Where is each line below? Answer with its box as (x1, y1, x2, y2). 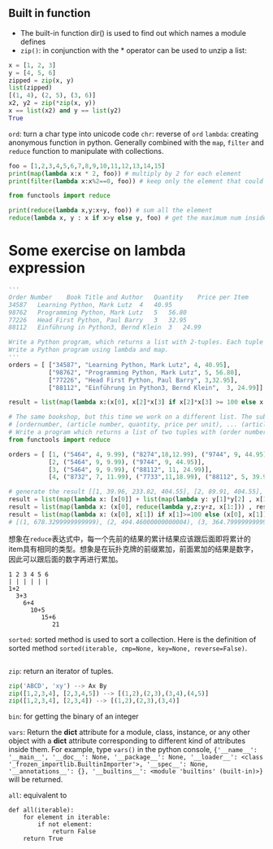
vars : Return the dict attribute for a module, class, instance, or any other (8, 728, 250, 737)
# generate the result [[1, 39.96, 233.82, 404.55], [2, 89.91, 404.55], (8, 488, 264, 496)
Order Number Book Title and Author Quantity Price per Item (8, 293, 249, 301)
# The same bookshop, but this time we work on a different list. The (8, 413, 253, 422)
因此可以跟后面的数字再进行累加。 (8, 554, 123, 564)
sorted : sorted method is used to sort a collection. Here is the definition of (8, 634, 257, 644)
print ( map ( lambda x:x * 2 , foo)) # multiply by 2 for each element (8, 169, 242, 177)
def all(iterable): (8, 806, 75, 815)
